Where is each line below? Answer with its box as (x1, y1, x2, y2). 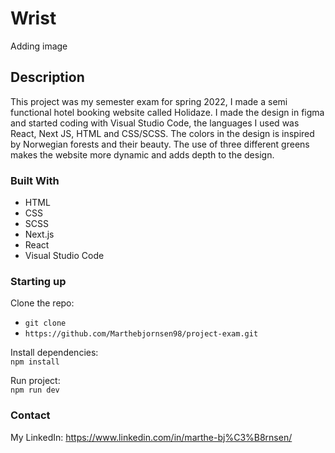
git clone (24, 318, 67, 329)
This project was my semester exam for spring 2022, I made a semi (10, 95, 288, 107)
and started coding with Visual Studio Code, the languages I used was (10, 117, 300, 129)
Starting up (10, 274, 67, 288)
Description (10, 69, 85, 86)
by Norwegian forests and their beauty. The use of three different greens (10, 138, 310, 150)
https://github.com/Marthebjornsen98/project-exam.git (24, 329, 259, 339)
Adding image (10, 40, 68, 52)
